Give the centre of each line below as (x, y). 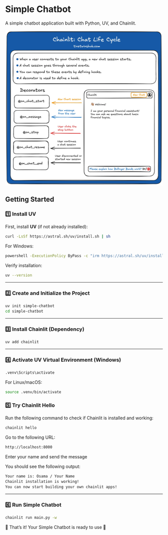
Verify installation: (24, 265)
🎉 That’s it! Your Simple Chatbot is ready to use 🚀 (56, 527)
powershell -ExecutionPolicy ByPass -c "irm (52, 256)
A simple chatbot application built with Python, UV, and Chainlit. (71, 23)
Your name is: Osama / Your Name (40, 476)
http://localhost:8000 (29, 447)
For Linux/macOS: (24, 382)
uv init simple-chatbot (30, 306)
